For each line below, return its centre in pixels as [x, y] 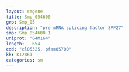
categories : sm [25, 60]
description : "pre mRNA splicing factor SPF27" [65, 28]
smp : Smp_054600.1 [28, 33]
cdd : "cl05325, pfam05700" [39, 49]
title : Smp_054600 [28, 17]
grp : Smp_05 [20, 22]
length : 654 [23, 44]
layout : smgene [25, 11]
